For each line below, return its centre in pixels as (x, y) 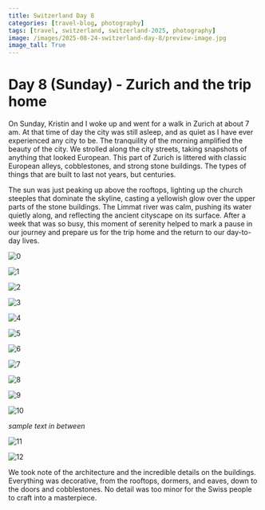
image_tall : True (37, 45)
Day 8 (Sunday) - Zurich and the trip (130, 85)
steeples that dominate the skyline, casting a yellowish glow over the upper (132, 198)
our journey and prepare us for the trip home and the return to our (117, 233)
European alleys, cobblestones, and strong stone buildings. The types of (127, 166)
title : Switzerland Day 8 (51, 16)
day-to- (239, 233)
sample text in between (47, 426)
